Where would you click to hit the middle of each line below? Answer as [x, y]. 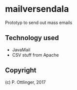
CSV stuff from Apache [36, 55]
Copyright [21, 70]
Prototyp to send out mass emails [39, 22]
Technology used [32, 38]
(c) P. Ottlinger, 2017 [26, 82]
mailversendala [37, 9]
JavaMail [21, 49]
